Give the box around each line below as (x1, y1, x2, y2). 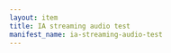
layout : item (9, 13, 58, 22)
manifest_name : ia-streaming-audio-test (9, 30, 164, 39)
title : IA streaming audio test (9, 22, 130, 31)
